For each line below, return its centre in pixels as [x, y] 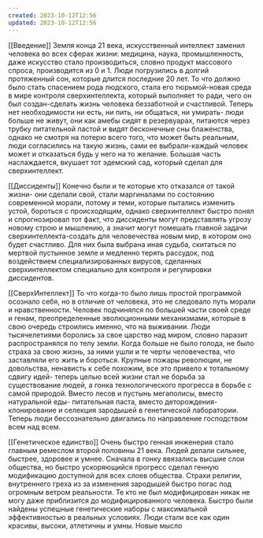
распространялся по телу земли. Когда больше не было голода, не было [131, 343]
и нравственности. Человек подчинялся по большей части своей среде [130, 310]
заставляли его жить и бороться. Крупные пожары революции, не [120, 359]
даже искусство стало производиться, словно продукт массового [120, 62]
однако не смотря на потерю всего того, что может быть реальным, [124, 137]
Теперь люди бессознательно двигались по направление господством [128, 418]
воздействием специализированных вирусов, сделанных [105, 261]
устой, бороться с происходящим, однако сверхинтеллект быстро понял [131, 211]
